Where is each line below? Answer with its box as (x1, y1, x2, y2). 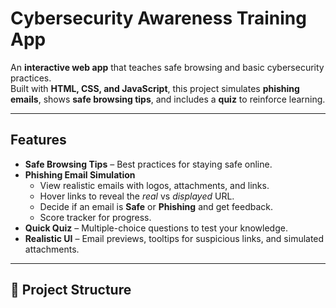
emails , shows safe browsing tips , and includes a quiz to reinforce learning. (10, 93, 326, 105)
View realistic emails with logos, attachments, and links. (39, 179, 270, 191)
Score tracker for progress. (39, 211, 152, 223)
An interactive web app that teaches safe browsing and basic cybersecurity (10, 61, 325, 73)
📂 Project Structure (10, 282, 132, 299)
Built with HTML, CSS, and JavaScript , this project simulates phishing (10, 82, 300, 94)
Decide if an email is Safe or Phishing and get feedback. (39, 200, 273, 212)
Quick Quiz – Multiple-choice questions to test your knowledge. (24, 222, 288, 234)
